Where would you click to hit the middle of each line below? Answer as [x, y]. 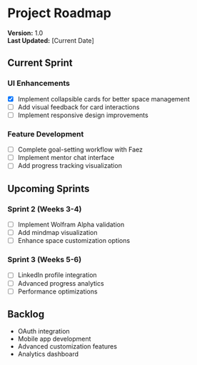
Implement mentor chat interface [66, 158]
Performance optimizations [57, 291]
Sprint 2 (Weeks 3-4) [45, 209]
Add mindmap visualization [57, 233]
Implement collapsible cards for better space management [104, 99]
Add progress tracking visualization [70, 166]
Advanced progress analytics [61, 283]
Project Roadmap [60, 13]
